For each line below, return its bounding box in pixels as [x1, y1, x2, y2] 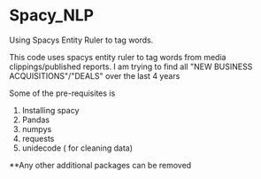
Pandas [21, 114, 50, 125]
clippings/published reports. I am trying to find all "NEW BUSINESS [9, 61, 253, 72]
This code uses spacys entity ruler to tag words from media [9, 51, 226, 62]
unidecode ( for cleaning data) [21, 143, 134, 153]
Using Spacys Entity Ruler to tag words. [9, 35, 154, 45]
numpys [21, 123, 52, 134]
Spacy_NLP [9, 5, 95, 26]
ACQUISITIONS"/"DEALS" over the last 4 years [9, 70, 180, 81]
